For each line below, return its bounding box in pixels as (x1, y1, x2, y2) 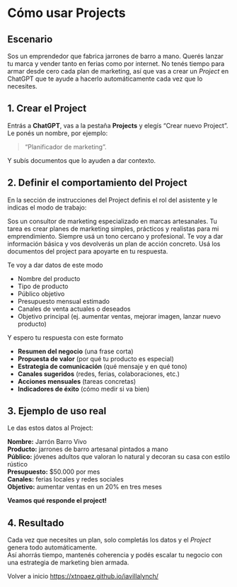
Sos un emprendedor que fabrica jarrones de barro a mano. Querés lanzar (7, 52, 224, 60)
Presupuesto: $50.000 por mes (7, 467, 100, 476)
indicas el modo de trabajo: (7, 203, 87, 212)
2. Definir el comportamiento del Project (7, 177, 187, 189)
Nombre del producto (17, 274, 81, 283)
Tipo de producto (17, 282, 69, 290)
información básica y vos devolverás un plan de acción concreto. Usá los (7, 239, 221, 248)
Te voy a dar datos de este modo (7, 261, 103, 269)
